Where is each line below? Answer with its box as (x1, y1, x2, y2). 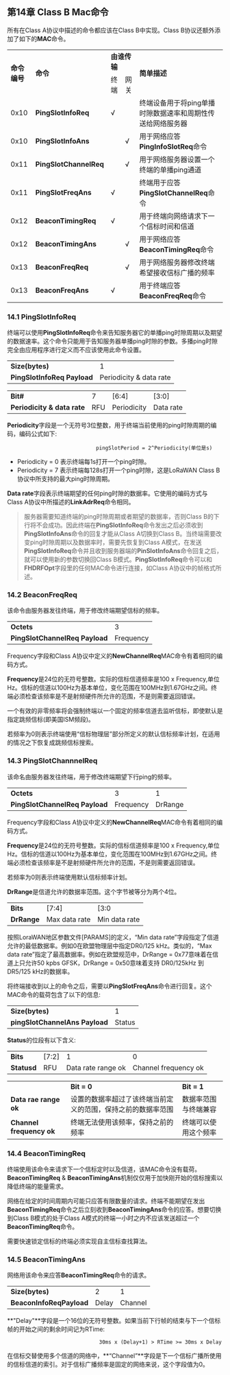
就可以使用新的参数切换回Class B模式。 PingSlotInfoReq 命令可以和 (23, 555, 212, 564)
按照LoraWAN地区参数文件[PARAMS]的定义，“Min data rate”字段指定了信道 (7, 932, 219, 941)
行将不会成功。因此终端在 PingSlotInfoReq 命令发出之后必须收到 (23, 521, 203, 530)
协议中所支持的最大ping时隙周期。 (16, 475, 114, 483)
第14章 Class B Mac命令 (7, 6, 110, 19)
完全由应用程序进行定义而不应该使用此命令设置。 (7, 346, 145, 354)
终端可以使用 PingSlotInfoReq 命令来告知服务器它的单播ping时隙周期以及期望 (7, 329, 222, 337)
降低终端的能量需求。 (7, 1182, 67, 1190)
